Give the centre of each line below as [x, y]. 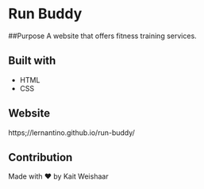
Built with [32, 61]
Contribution [40, 157]
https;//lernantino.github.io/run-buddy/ [71, 133]
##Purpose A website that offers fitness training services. [102, 36]
